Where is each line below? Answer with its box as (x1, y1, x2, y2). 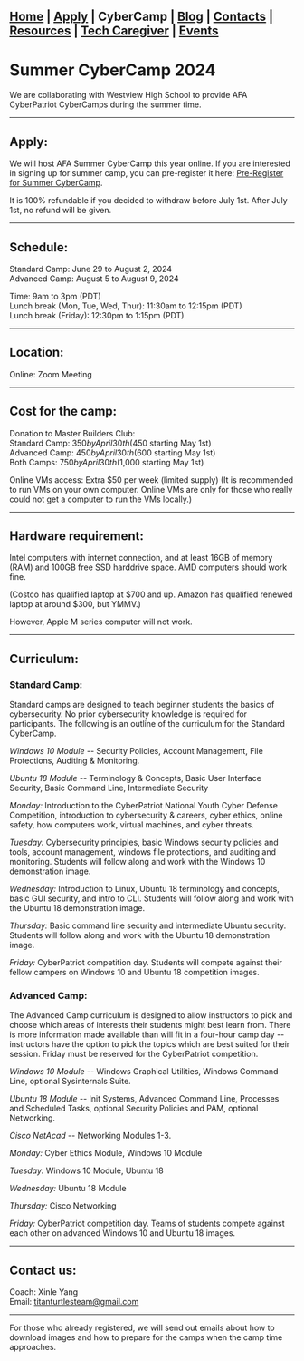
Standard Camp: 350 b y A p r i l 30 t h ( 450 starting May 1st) (9, 437, 212, 448)
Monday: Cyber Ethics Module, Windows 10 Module (9, 1148, 203, 1159)
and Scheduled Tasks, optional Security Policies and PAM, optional (9, 1103, 259, 1114)
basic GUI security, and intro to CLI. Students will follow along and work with (9, 893, 294, 904)
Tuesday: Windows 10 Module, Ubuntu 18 (9, 1165, 165, 1176)
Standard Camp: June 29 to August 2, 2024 (9, 263, 173, 274)
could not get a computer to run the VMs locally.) (9, 494, 193, 504)
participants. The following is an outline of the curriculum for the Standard (9, 719, 285, 729)
